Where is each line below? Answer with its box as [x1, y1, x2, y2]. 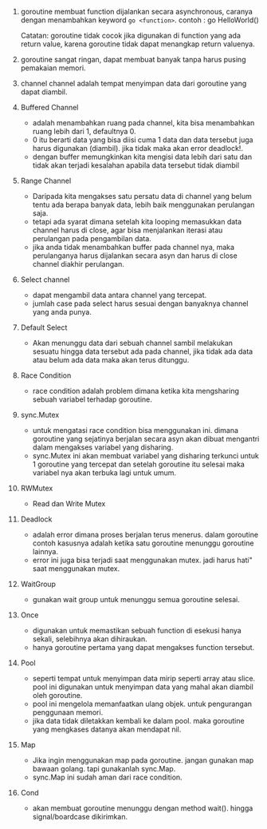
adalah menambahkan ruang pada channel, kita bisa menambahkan [32, 118, 255, 127]
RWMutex [20, 483, 53, 493]
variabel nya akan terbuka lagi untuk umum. [32, 468, 176, 478]
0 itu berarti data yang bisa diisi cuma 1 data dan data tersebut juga [32, 135, 253, 145]
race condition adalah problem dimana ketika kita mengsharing [32, 387, 240, 395]
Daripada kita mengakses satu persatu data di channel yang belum [32, 192, 252, 200]
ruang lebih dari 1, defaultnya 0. [32, 127, 136, 136]
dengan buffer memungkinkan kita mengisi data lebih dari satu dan [32, 152, 253, 161]
